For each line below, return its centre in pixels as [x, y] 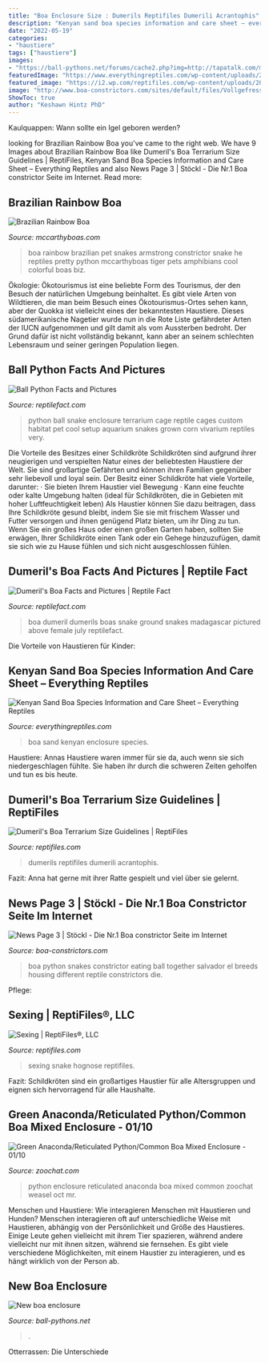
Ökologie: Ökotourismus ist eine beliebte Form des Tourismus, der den [124, 285]
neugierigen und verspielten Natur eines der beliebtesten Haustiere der [126, 461]
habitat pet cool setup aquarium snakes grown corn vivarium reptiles [141, 428]
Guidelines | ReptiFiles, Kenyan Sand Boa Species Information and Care [126, 160]
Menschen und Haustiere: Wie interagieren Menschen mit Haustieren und [129, 1210]
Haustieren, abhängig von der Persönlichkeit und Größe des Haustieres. [127, 1227]
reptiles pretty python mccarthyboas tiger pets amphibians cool [133, 261]
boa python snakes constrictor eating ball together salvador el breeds [143, 966]
